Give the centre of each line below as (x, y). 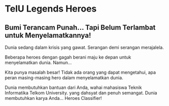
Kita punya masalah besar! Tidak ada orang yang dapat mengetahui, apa (80, 72)
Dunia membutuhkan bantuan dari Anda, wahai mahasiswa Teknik (73, 87)
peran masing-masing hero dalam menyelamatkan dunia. (64, 78)
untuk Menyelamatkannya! (48, 35)
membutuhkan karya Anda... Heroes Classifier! (53, 98)
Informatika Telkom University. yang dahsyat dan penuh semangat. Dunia (81, 93)
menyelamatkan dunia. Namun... (38, 63)
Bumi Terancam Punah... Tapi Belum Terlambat (80, 28)
